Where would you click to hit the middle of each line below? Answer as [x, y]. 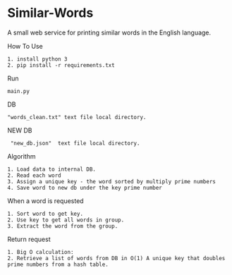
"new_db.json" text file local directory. [75, 143]
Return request [29, 239]
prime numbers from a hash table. [58, 264]
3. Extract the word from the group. [63, 226]
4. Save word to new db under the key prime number [85, 188]
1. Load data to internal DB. [52, 169]
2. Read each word [34, 175]
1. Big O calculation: [41, 252]
